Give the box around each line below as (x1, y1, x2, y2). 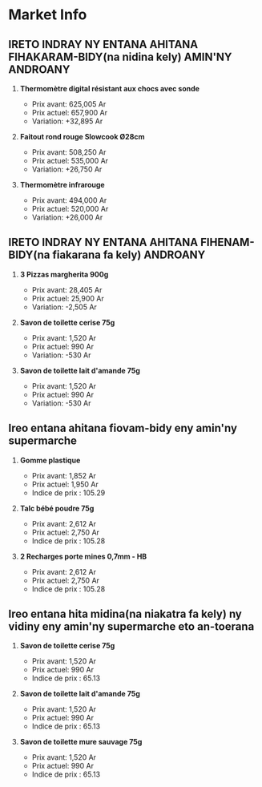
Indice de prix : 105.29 (31, 487, 106, 498)
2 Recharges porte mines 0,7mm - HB (19, 551, 147, 561)
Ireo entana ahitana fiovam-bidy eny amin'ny (8, 422, 238, 435)
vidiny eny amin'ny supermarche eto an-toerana (8, 620, 255, 634)
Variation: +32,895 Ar (31, 116, 103, 126)
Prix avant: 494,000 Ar (31, 196, 107, 205)
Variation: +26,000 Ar (31, 212, 103, 222)
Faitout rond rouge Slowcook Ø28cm (19, 132, 146, 141)
